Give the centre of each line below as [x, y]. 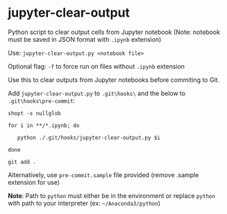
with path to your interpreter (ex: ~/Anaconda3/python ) [84, 203]
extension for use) [34, 182]
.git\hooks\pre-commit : [42, 100]
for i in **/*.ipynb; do [44, 125]
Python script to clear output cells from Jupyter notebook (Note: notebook [114, 32]
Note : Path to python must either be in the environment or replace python [112, 195]
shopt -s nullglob [34, 113]
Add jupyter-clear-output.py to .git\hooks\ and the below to [97, 93]
